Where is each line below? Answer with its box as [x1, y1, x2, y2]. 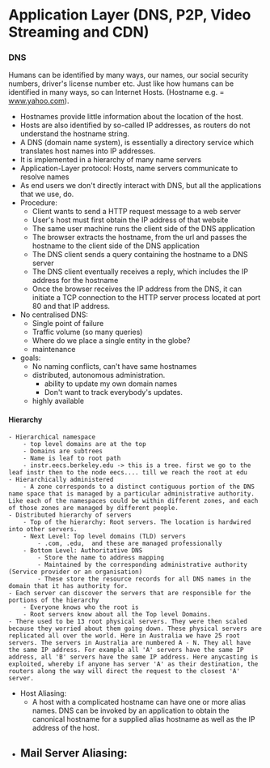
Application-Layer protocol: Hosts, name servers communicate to [19, 164, 238, 174]
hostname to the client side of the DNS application [32, 241, 200, 251]
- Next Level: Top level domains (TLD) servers [23, 532, 186, 540]
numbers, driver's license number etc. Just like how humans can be [8, 79, 234, 88]
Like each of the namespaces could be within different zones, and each [8, 496, 259, 504]
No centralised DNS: [19, 310, 89, 320]
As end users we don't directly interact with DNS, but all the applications [19, 181, 262, 191]
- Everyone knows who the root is [23, 603, 139, 611]
